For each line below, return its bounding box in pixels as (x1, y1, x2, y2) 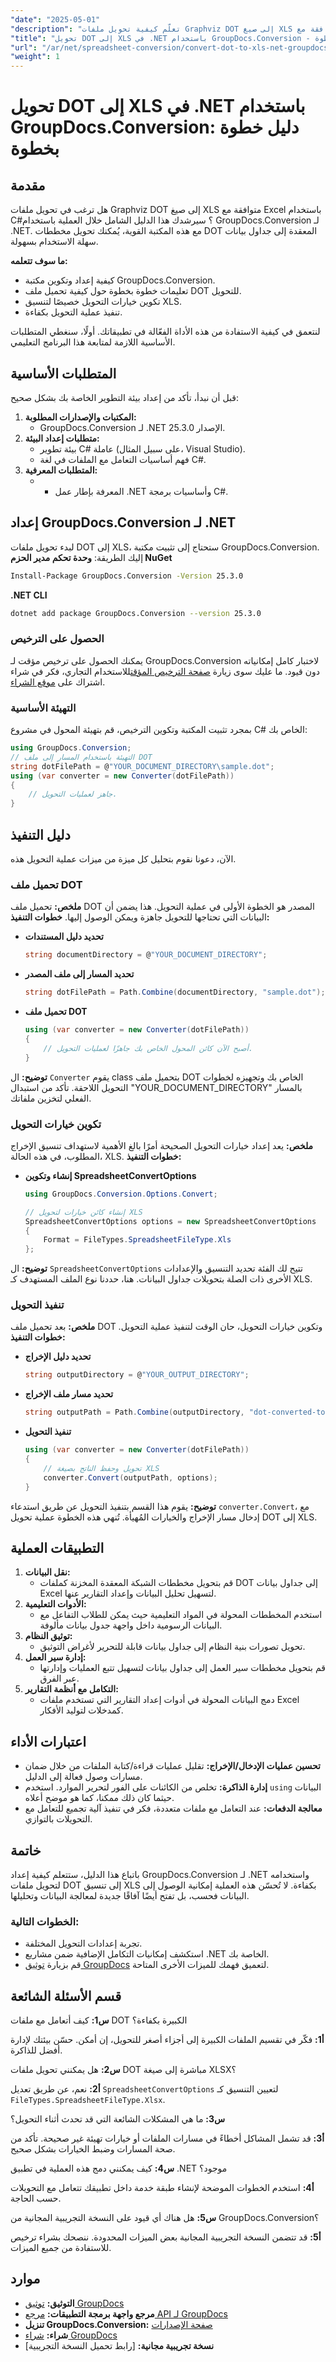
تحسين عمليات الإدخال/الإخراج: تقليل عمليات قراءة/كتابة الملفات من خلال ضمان (24, 1760, 321, 1772)
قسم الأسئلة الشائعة (10, 1987, 122, 2005)
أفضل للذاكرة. (10, 2044, 63, 2056)
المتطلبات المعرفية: (24, 464, 98, 476)
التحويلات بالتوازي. (24, 1813, 93, 1825)
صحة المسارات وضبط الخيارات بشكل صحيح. (10, 2143, 176, 2155)
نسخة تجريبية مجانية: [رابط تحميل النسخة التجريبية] (24, 2339, 215, 2351)
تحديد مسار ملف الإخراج (24, 1388, 114, 1400)
